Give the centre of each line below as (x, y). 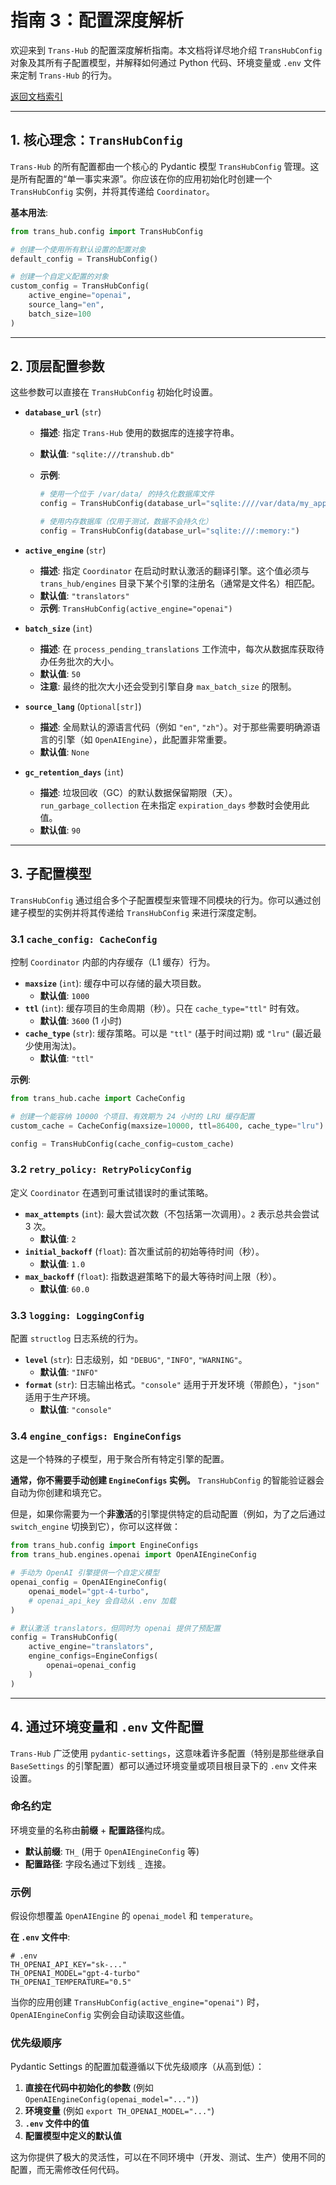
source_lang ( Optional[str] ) (83, 706)
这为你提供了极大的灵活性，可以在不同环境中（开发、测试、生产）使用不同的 (168, 2157)
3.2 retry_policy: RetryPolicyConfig (101, 1169)
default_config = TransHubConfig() (84, 259)
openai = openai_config (91, 1666)
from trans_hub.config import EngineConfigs (104, 1546)
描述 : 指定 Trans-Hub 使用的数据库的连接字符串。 (139, 433)
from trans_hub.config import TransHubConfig (106, 231)
